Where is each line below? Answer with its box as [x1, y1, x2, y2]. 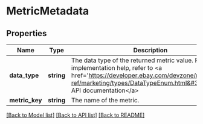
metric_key [9, 96, 42, 104]
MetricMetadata [6, 4, 89, 18]
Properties [6, 28, 47, 39]
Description [133, 46, 168, 54]
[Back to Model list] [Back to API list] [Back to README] [6, 111, 145, 119]
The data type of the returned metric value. [71, 56, 193, 64]
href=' [71, 71, 89, 79]
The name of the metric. [71, 96, 140, 104]
